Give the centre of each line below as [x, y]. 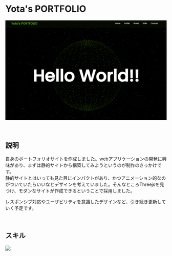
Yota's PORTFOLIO [46, 9]
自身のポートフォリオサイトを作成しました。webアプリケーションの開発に [84, 159]
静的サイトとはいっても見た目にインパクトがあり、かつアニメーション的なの [86, 178]
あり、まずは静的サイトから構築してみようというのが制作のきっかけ [86, 165]
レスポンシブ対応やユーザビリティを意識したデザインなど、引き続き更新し [83, 201]
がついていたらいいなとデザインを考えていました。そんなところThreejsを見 [85, 184]
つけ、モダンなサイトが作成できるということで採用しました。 [70, 190]
